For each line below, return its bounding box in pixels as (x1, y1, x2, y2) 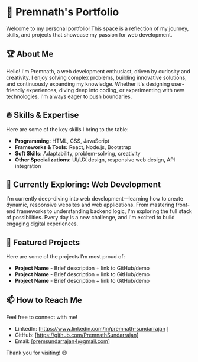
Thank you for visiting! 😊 (6, 349, 68, 356)
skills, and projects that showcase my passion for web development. (6, 31, 173, 38)
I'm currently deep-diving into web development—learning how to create (6, 195, 184, 202)
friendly (6, 86, 25, 93)
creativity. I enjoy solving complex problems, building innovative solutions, (6, 74, 187, 81)
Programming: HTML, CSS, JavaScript (14, 137, 110, 144)
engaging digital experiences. (6, 220, 79, 227)
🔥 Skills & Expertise (6, 110, 79, 120)
